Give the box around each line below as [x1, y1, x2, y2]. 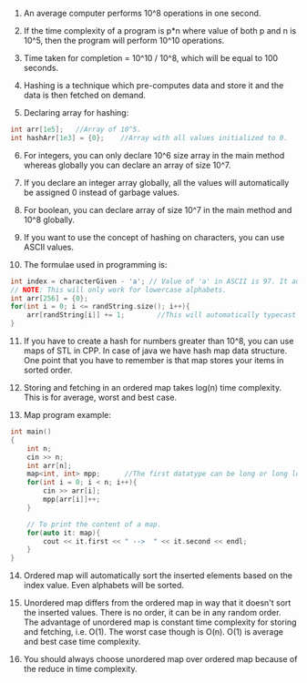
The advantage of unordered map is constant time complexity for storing [23, 617, 297, 627]
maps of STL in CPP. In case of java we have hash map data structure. [23, 345, 288, 356]
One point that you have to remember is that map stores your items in [23, 355, 284, 365]
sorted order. [23, 364, 73, 375]
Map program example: [23, 410, 112, 420]
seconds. [23, 63, 59, 73]
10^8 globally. [23, 214, 76, 225]
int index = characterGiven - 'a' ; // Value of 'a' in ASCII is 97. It [10, 277, 288, 286]
